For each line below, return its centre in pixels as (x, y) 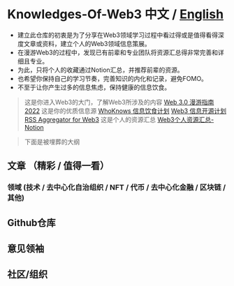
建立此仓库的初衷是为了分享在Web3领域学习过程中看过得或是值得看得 (118, 35)
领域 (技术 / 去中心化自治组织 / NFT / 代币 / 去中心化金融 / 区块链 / (117, 188)
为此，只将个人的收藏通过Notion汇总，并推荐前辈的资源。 (100, 70)
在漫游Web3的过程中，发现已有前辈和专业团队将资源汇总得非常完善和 (118, 52)
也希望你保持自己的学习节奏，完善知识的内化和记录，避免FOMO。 (112, 78)
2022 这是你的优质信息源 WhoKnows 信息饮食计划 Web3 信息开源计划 (125, 111)
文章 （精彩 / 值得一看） (58, 166)
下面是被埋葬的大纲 (52, 142)
